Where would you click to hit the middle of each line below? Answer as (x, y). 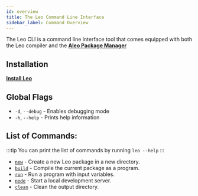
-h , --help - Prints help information (57, 117)
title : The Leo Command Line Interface (55, 17)
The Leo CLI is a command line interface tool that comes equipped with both (99, 40)
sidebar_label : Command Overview (47, 22)
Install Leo (19, 79)
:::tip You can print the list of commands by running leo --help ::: (85, 150)
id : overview (22, 12)
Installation (27, 64)
